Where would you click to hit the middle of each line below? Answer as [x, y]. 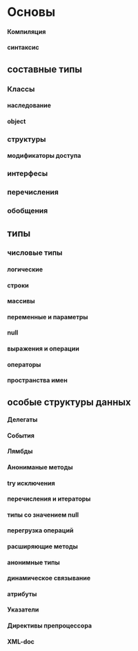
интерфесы [28, 174]
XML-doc [21, 641]
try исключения [31, 483]
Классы [21, 89]
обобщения [28, 211]
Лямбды [20, 452]
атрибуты [22, 594]
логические [25, 269]
